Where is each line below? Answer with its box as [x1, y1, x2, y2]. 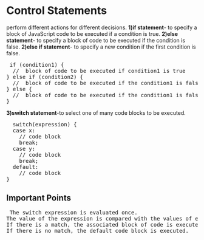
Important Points [6, 193, 72, 204]
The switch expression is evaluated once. [9, 209, 138, 216]
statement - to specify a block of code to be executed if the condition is [6, 36, 186, 44]
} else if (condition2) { [6, 74, 84, 80]
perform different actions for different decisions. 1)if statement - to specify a [6, 24, 197, 31]
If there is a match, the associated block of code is [6, 221, 173, 228]
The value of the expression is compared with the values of [6, 215, 192, 222]
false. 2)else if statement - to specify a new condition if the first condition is [6, 43, 196, 50]
